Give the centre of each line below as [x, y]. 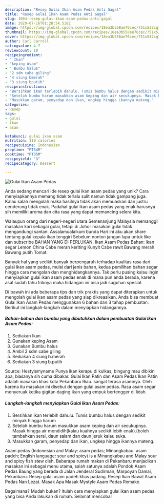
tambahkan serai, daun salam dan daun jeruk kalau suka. [69, 436]
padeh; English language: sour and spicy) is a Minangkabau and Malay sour [81, 456]
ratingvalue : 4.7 [23, 46]
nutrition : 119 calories [30, 141]
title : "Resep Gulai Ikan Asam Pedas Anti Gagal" [57, 14]
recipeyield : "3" [23, 159]
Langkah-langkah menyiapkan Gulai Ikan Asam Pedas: [62, 403]
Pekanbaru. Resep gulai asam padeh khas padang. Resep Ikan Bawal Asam [81, 477]
